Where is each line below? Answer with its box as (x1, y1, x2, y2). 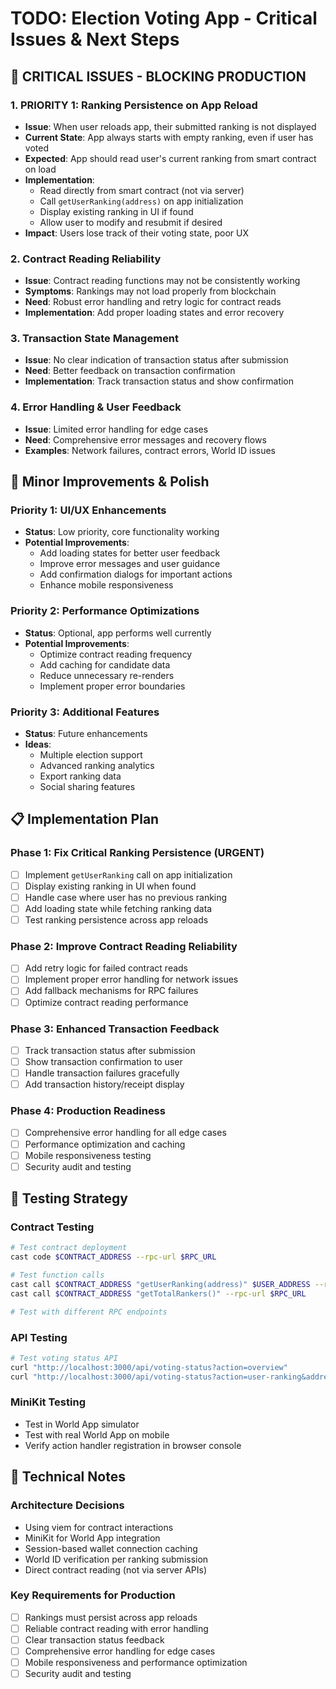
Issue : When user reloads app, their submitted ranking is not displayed (24, 120, 317, 132)
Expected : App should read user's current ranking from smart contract (24, 152, 317, 164)
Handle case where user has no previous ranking (24, 891, 228, 903)
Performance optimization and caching (24, 1138, 186, 1150)
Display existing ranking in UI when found (24, 880, 197, 892)
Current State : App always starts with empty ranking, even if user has (24, 131, 314, 143)
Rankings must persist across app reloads (24, 1611, 198, 1623)
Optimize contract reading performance (24, 996, 189, 1008)
